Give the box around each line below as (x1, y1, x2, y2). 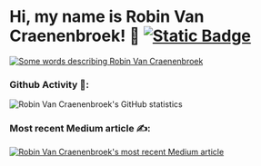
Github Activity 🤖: (9, 78, 89, 91)
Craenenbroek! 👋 (9, 25, 141, 46)
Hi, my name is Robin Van (9, 6, 205, 27)
